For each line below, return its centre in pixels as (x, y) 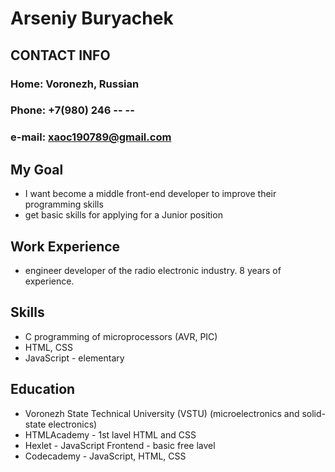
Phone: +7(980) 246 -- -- (72, 110)
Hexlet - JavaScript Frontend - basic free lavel (120, 445)
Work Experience (65, 246)
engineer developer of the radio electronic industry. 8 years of (153, 270)
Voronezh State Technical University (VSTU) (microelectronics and (162, 413)
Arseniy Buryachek (92, 18)
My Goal (37, 169)
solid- (314, 413)
